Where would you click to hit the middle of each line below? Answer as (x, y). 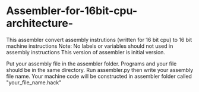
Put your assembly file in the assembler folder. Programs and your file (91, 64)
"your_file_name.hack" (34, 82)
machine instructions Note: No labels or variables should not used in (90, 46)
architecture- (40, 23)
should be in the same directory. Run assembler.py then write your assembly (100, 70)
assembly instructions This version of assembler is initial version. (86, 52)
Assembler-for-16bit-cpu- (72, 11)
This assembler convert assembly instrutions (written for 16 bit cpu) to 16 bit (99, 40)
